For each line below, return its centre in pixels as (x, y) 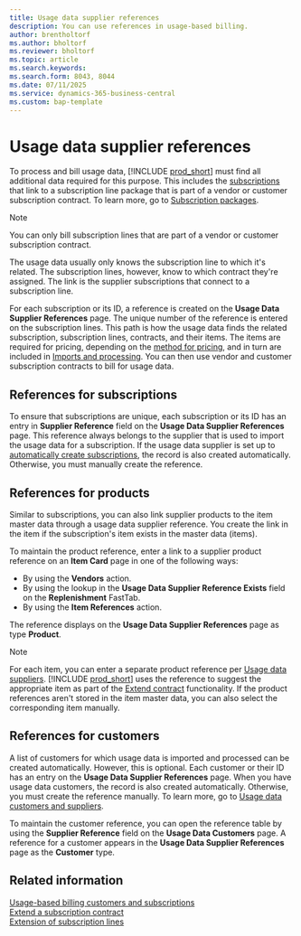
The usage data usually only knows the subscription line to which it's (138, 262)
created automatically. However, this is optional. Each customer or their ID (147, 767)
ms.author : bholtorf (48, 43)
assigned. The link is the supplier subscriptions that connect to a (130, 282)
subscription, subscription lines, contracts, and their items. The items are (145, 337)
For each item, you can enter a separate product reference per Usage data (148, 669)
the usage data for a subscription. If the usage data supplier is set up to (142, 445)
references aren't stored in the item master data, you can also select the (144, 697)
